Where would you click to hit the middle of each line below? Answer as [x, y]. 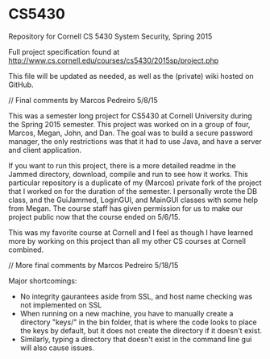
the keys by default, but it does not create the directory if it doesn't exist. [141, 330]
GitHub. [21, 85]
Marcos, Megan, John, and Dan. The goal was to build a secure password [131, 133]
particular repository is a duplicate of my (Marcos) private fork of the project [135, 183]
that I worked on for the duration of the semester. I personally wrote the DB [133, 191]
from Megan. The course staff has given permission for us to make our [126, 208]
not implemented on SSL [61, 305]
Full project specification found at [64, 52]
